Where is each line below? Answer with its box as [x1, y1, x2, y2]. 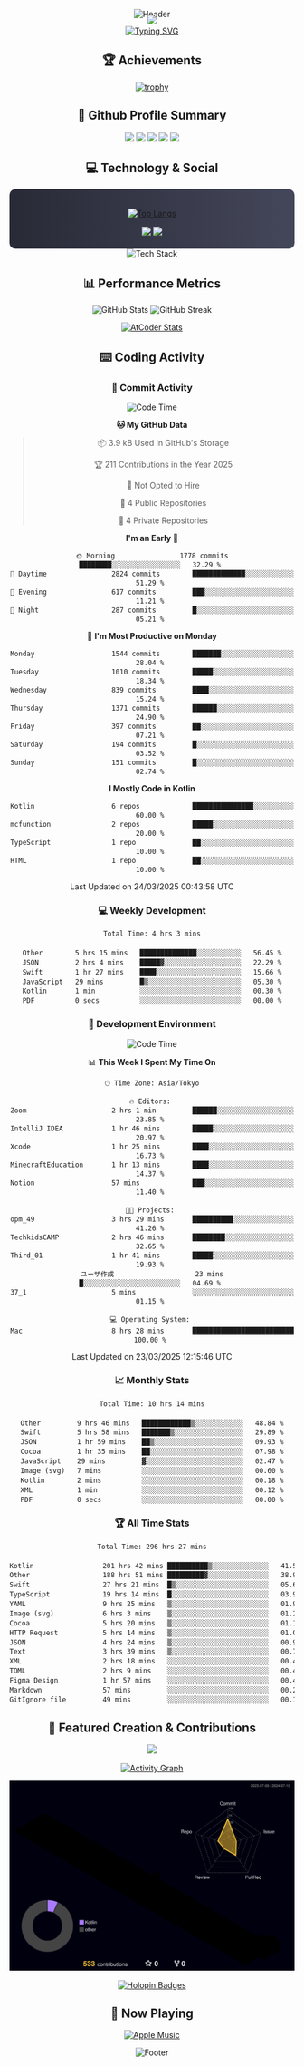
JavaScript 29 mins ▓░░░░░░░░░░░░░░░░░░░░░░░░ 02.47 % [20, 1457, 284, 1466]
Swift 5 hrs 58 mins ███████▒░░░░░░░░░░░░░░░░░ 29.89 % [20, 1428, 284, 1437]
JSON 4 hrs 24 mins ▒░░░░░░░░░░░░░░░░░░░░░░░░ [9, 1637, 270, 1647]
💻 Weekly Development [98, 904, 206, 917]
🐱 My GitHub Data [116, 419, 188, 430]
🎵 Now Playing [110, 2006, 194, 2022]
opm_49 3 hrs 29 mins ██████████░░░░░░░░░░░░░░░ [10, 1215, 294, 1224]
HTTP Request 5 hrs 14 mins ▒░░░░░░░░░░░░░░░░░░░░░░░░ [9, 1628, 270, 1637]
